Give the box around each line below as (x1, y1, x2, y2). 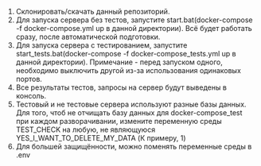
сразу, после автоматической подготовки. (15, 32, 161, 41)
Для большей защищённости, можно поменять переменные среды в (15, 142, 252, 151)
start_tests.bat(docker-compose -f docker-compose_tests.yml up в (15, 49, 236, 58)
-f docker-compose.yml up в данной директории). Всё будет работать (15, 24, 252, 33)
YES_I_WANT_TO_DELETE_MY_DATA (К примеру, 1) (15, 133, 186, 142)
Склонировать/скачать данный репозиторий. (15, 7, 170, 16)
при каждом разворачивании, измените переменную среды (15, 117, 222, 125)
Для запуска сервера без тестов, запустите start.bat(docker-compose (15, 15, 253, 25)
